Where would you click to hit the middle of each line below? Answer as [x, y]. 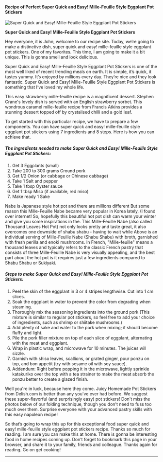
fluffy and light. [27, 333]
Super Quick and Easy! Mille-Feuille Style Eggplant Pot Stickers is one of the [81, 67]
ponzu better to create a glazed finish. [50, 379]
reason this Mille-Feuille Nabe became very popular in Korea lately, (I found [80, 211]
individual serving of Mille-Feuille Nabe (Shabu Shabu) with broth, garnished [81, 237]
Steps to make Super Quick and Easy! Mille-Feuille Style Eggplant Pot [77, 274]
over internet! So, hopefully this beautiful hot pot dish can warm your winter [81, 216]
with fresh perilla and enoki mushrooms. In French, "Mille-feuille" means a [79, 242]
